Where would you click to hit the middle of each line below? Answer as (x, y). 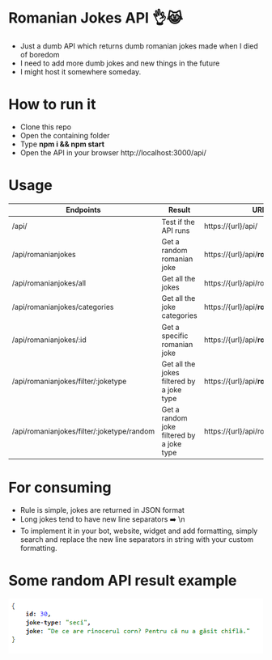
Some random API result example (123, 580)
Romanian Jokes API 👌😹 (96, 18)
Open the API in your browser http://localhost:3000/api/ (113, 152)
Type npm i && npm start (62, 144)
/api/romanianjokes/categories (63, 307)
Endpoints (83, 210)
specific (175, 336)
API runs (176, 231)
